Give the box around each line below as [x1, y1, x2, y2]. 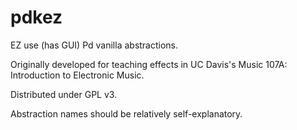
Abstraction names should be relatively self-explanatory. [10, 107, 243, 120]
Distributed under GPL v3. [10, 88, 118, 100]
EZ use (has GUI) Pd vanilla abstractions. [10, 39, 179, 51]
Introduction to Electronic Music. [10, 69, 145, 81]
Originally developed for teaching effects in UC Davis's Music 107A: [10, 58, 288, 70]
